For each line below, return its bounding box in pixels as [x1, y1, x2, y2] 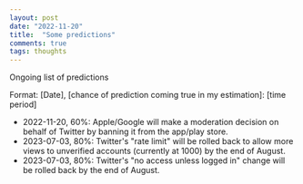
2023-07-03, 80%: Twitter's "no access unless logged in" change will [22, 155, 286, 166]
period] [9, 99, 37, 110]
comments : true [9, 38, 67, 48]
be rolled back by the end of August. [22, 165, 160, 176]
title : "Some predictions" [9, 30, 116, 39]
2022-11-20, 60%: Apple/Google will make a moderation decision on [22, 117, 279, 128]
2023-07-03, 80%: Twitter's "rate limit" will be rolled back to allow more [22, 136, 294, 147]
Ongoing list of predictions [9, 72, 109, 82]
